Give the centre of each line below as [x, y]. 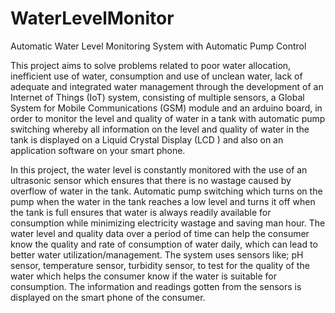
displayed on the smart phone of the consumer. [108, 297]
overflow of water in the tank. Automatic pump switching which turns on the [166, 191]
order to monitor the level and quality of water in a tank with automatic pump [168, 118]
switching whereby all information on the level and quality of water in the [160, 129]
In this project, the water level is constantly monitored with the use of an [159, 169]
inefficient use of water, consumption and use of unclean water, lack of [156, 76]
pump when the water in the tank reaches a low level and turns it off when [163, 201]
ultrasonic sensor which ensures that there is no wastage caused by [151, 180]
